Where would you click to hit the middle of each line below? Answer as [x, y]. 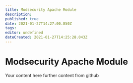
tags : [11, 28]
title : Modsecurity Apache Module [41, 10]
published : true [22, 19]
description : [19, 14]
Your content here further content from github [52, 75]
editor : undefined [24, 33]
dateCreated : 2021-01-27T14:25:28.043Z [46, 38]
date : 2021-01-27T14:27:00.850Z [38, 23]
